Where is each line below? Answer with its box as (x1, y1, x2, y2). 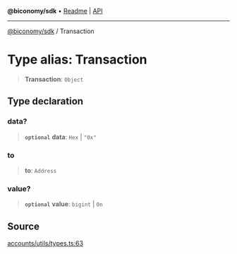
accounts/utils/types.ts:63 (7, 239, 83, 248)
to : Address (24, 166, 57, 174)
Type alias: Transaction (7, 52, 147, 68)
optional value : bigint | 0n (24, 200, 104, 208)
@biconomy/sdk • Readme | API (7, 7, 103, 15)
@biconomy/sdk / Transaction (7, 27, 95, 35)
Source (7, 220, 40, 232)
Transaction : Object (24, 75, 84, 83)
